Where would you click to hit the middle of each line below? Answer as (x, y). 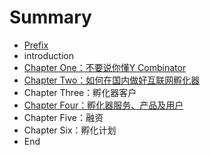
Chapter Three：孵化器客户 (80, 92)
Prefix (36, 45)
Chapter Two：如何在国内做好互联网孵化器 (112, 80)
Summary (50, 17)
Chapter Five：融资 (63, 117)
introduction (48, 55)
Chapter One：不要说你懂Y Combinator (105, 67)
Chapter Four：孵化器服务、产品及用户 (103, 105)
